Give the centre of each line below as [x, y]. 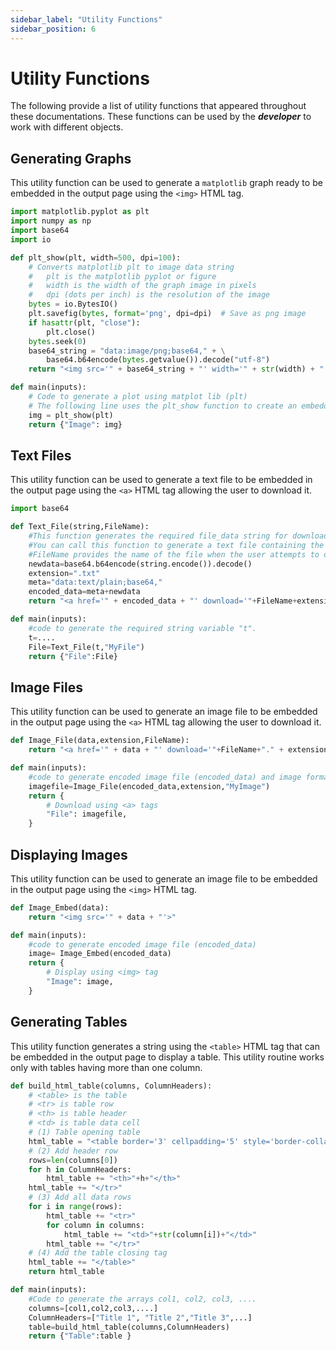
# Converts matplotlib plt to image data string [131, 267]
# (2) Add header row [73, 1151]
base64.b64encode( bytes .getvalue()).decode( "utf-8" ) [158, 360]
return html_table [66, 1272]
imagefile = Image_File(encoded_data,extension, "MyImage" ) [149, 786]
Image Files [46, 687]
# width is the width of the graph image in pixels [142, 286]
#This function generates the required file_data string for [158, 536]
